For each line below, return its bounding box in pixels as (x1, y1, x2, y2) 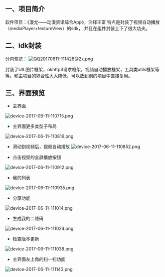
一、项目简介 (5, 5, 45, 14)
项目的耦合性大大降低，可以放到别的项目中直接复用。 (22, 72, 133, 79)
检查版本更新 (12, 236, 39, 242)
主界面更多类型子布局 (12, 123, 57, 129)
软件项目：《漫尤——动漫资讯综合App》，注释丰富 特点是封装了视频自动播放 (5, 19, 160, 25)
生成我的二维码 (12, 215, 44, 222)
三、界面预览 (5, 89, 45, 97)
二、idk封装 (5, 42, 42, 50)
